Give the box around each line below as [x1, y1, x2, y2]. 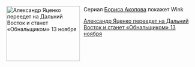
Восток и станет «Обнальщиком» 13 [83, 24, 176, 31]
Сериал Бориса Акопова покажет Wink [83, 6, 184, 13]
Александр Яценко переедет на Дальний [83, 17, 189, 25]
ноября [83, 30, 103, 37]
